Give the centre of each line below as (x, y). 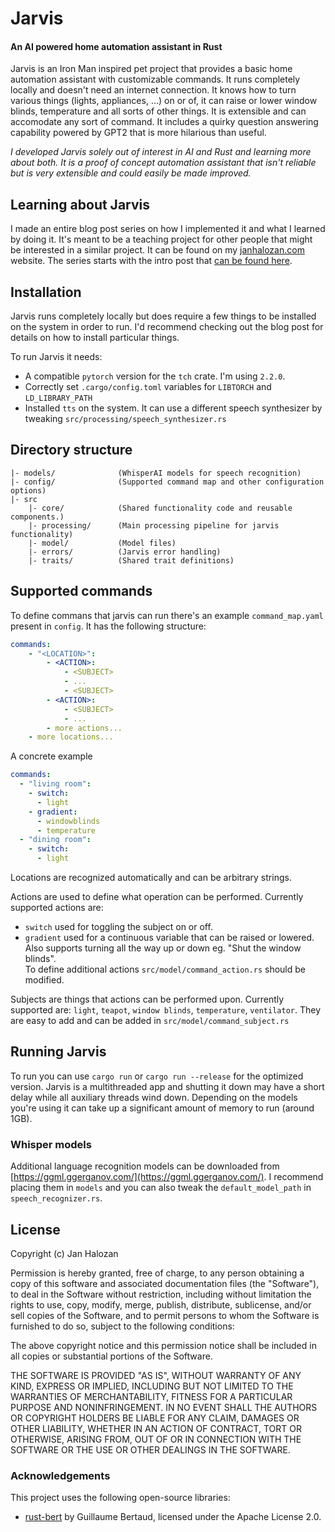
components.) (37, 517)
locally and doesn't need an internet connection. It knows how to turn (153, 90)
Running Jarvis (58, 1052)
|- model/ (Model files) (102, 543)
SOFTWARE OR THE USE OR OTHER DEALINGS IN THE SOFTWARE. (150, 1449)
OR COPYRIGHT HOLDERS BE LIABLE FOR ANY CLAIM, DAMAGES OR (155, 1418)
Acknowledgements (60, 1475)
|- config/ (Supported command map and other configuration (167, 482)
